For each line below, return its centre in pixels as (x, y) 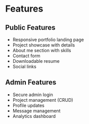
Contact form (26, 56)
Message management (36, 111)
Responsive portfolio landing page (48, 39)
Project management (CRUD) (43, 100)
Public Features (30, 28)
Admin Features (31, 82)
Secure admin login (33, 95)
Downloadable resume (36, 61)
